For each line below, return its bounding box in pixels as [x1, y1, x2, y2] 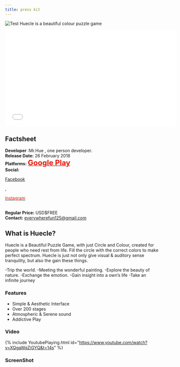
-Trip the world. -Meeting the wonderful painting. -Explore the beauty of [5, 267, 150, 273]
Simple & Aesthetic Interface [12, 301, 70, 307]
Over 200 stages [12, 306, 46, 312]
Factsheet [5, 135, 37, 143]
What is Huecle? [5, 229, 56, 237]
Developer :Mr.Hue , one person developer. [5, 148, 93, 154]
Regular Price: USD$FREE [5, 210, 58, 216]
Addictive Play [12, 316, 41, 322]
